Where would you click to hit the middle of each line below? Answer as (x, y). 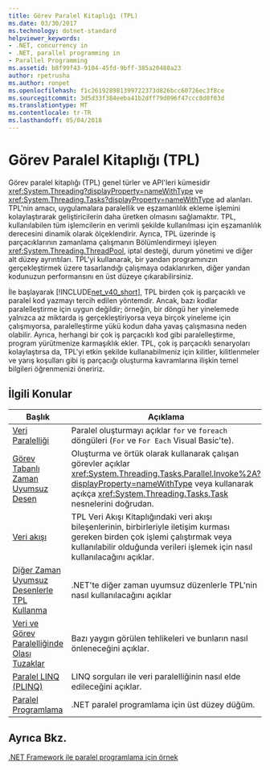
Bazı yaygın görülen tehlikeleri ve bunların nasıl (160, 638)
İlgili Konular (40, 394)
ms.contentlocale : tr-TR (50, 113)
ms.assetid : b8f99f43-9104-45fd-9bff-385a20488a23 (95, 68)
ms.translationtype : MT (48, 105)
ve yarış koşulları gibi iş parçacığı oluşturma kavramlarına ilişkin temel (123, 360)
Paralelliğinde (38, 643)
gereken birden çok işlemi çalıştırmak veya (151, 537)
